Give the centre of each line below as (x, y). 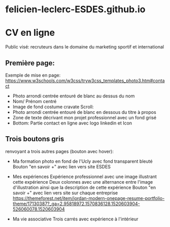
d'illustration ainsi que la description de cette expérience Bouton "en (84, 187)
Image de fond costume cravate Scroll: (53, 107)
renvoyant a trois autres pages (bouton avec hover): (60, 151)
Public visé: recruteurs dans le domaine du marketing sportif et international (84, 47)
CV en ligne (30, 33)
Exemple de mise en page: (33, 75)
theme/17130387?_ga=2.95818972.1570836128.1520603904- (76, 204)
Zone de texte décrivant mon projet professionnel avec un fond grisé (84, 117)
